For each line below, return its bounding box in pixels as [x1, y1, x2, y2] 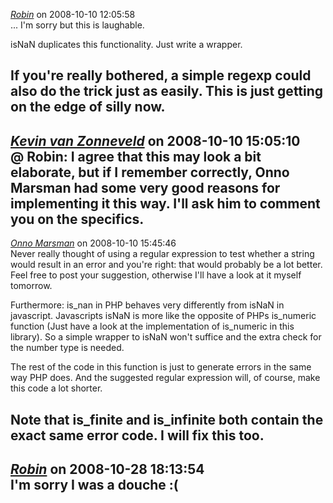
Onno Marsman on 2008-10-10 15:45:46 [10, 237, 177, 249]
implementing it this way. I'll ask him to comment [10, 195, 321, 212]
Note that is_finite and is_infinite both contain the [10, 411, 324, 428]
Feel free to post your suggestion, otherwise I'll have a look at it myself [10, 269, 302, 281]
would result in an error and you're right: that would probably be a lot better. [10, 259, 323, 271]
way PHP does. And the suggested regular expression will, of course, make [10, 372, 321, 384]
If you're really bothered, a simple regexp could [10, 67, 312, 84]
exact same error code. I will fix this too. [10, 427, 265, 444]
